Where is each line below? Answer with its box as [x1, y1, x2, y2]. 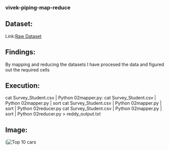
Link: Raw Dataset [5, 33, 42, 39]
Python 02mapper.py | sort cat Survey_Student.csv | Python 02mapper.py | [5, 100, 162, 106]
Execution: [5, 81, 40, 90]
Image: [5, 126, 28, 134]
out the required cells [5, 66, 50, 72]
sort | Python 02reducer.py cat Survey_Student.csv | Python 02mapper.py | [5, 105, 162, 111]
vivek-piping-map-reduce [5, 4, 71, 11]
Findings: [5, 48, 36, 57]
